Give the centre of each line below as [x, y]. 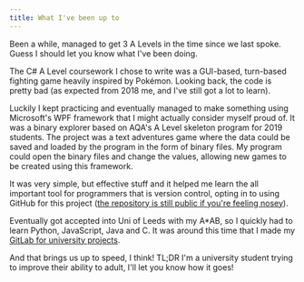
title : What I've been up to [64, 18]
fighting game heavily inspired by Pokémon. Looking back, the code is [141, 81]
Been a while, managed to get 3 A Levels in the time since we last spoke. [145, 44]
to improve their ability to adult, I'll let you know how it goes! [122, 267]
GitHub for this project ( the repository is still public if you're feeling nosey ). [149, 203]
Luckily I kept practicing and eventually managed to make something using [149, 108]
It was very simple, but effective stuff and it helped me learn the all [134, 184]
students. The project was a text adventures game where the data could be [150, 136]
